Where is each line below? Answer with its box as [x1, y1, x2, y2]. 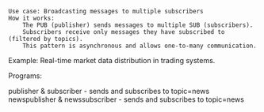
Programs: [8, 71, 42, 80]
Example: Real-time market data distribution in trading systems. [8, 56, 216, 65]
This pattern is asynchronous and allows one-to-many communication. [22, 42, 258, 50]
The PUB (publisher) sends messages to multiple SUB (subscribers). [22, 21, 254, 29]
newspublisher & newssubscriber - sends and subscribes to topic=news [8, 95, 244, 104]
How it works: [8, 14, 55, 22]
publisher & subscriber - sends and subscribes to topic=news [8, 87, 210, 95]
